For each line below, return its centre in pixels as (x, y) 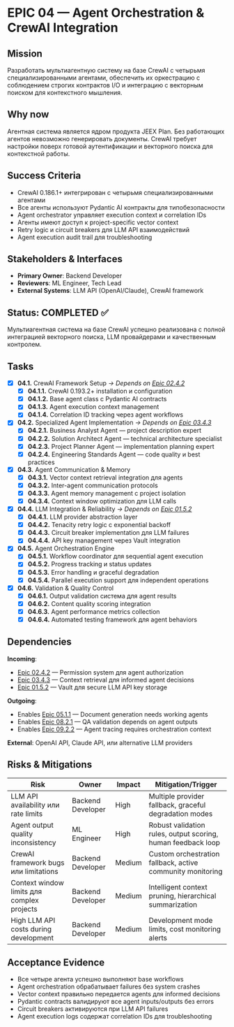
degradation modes (181, 814)
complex (25, 900)
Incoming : (22, 659)
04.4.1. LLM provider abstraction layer (83, 517)
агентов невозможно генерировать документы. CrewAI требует (102, 138)
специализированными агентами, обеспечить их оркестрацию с (104, 78)
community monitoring (186, 871)
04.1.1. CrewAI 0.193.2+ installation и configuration (100, 391)
